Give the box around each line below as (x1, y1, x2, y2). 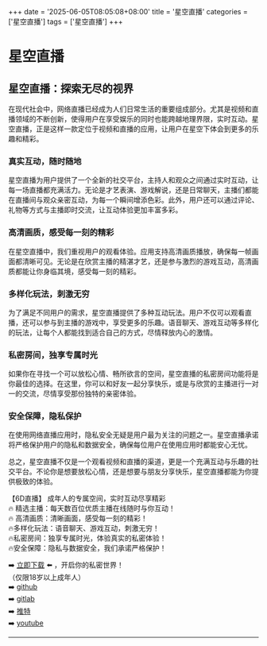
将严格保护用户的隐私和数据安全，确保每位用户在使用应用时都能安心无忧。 (8, 440, 252, 450)
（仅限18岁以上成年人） (8, 573, 86, 582)
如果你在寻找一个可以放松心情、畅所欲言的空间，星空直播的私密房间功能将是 (8, 369, 259, 379)
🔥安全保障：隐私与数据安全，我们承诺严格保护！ (8, 543, 167, 553)
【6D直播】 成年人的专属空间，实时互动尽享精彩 (8, 493, 166, 503)
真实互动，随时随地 (8, 156, 82, 167)
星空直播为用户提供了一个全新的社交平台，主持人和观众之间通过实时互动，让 (8, 176, 259, 185)
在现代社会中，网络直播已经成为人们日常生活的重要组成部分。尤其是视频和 (8, 104, 252, 114)
